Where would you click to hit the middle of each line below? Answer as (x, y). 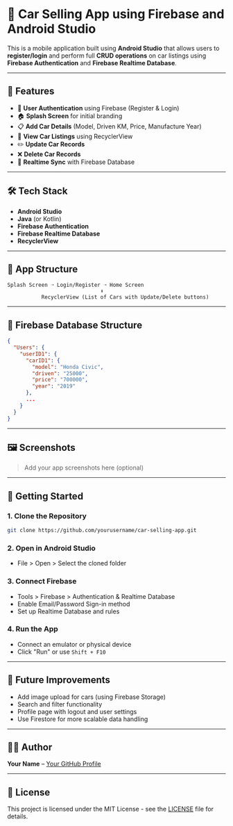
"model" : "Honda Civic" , (68, 367)
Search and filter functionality (60, 704)
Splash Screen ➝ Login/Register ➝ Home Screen (76, 285)
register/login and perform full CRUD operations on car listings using (107, 56)
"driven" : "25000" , (60, 373)
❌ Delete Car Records (49, 154)
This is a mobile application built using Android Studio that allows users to (113, 48)
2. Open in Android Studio (51, 548)
